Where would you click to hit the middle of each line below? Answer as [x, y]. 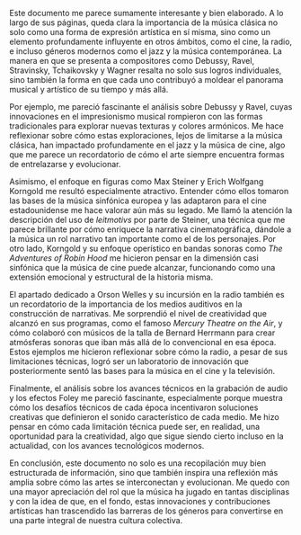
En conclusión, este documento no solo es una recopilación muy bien [138, 463]
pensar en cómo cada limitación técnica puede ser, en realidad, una [135, 427]
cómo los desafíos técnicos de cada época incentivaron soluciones [134, 407]
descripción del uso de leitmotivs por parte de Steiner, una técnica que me [147, 220]
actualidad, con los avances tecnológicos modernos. [107, 446]
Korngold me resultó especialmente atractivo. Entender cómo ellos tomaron [149, 191]
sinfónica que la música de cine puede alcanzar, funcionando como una [142, 267]
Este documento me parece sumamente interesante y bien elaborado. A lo [146, 13]
